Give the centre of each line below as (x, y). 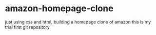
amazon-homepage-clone (59, 9)
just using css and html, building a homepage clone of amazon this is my (78, 22)
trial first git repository (27, 27)
